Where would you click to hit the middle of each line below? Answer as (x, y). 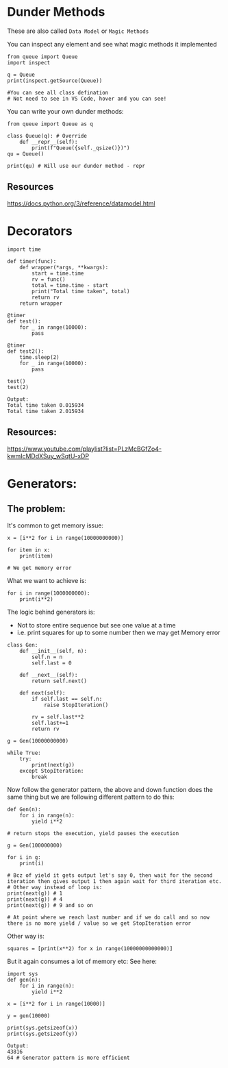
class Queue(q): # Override (47, 136)
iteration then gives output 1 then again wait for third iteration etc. (115, 881)
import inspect (29, 62)
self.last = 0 (52, 663)
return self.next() (60, 681)
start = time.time (58, 273)
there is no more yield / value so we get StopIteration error (99, 923)
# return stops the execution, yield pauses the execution (93, 833)
